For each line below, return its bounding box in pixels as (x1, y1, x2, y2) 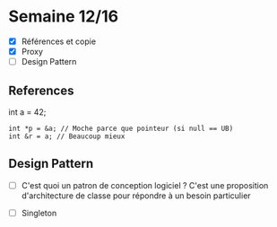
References (8, 83, 74, 98)
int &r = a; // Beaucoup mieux (8, 132, 126, 141)
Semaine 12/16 (8, 6, 118, 27)
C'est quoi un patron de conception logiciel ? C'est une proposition (21, 179, 269, 190)
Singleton (21, 207, 57, 218)
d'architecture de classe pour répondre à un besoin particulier (21, 190, 252, 201)
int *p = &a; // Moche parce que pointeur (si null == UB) (8, 124, 234, 133)
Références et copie (21, 36, 96, 47)
